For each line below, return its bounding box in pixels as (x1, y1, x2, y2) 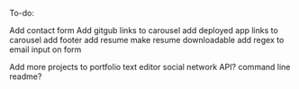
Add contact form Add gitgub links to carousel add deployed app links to (9, 25, 279, 35)
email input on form (9, 44, 82, 55)
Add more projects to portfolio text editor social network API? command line (9, 62, 291, 72)
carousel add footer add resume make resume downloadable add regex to (9, 35, 285, 45)
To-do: (9, 8, 34, 18)
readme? (9, 71, 42, 82)
